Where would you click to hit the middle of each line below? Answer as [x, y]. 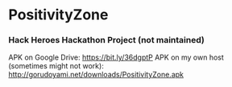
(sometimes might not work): [56, 66]
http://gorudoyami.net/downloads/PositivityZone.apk [96, 75]
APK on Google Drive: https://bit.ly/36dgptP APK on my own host [116, 57]
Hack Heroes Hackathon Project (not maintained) [107, 40]
